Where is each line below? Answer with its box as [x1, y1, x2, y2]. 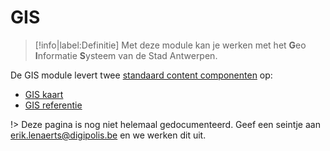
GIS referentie [24, 99, 83, 111]
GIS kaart [24, 88, 64, 100]
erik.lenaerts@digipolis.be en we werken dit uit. [10, 129, 207, 141]
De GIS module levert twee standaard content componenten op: [10, 69, 273, 81]
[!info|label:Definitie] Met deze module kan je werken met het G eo [34, 39, 307, 51]
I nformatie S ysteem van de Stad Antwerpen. [34, 49, 218, 61]
